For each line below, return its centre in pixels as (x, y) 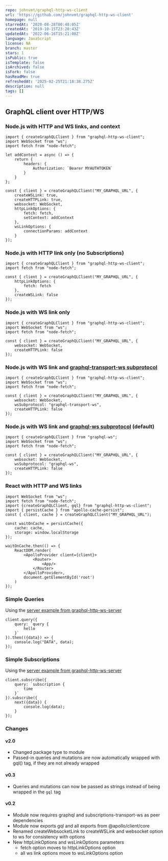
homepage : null (21, 19)
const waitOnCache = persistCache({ (44, 523)
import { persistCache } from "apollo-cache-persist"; (65, 510)
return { (24, 159)
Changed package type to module (49, 752)
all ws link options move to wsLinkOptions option (72, 853)
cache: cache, (29, 528)
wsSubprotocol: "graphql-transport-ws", (58, 405)
